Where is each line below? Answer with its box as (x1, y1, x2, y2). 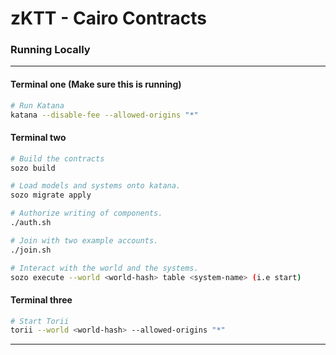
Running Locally (10, 43, 91, 57)
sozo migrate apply (10, 190, 92, 201)
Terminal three (10, 293, 73, 306)
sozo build (10, 163, 56, 173)
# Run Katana (10, 100, 65, 111)
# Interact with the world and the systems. (10, 263, 199, 273)
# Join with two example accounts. (10, 235, 159, 246)
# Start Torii (10, 316, 70, 326)
